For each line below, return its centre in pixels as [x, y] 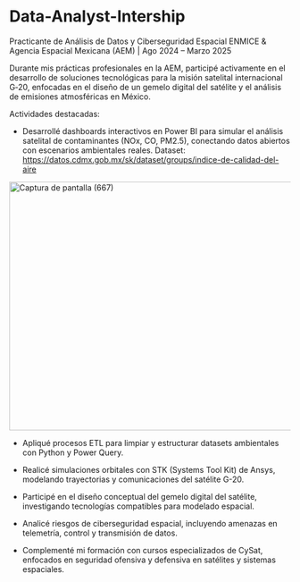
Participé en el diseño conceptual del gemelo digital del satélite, [139, 496]
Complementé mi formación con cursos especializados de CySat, [142, 550]
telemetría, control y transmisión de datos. [100, 533]
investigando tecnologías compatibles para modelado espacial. [138, 506]
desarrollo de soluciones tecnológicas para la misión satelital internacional [146, 77]
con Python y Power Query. [73, 452]
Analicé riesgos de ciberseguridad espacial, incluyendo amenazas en [150, 523]
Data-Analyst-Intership [97, 17]
